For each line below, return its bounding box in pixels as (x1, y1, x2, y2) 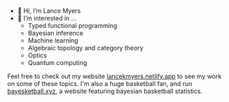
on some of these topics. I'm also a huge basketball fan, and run (7, 80, 193, 87)
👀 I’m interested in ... (17, 14, 77, 22)
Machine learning (27, 36, 78, 45)
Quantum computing (27, 59, 88, 66)
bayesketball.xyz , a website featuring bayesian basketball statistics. (7, 87, 203, 95)
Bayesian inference (27, 29, 84, 37)
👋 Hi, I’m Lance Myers (17, 7, 81, 15)
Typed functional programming (27, 22, 118, 29)
